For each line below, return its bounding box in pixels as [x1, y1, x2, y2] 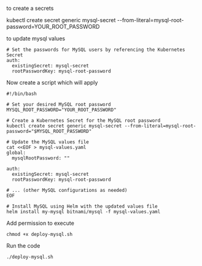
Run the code [6, 242, 41, 249]
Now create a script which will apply [6, 79, 98, 86]
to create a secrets [6, 5, 54, 12]
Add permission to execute [6, 219, 75, 227]
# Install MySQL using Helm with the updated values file [6, 203, 158, 210]
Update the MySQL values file [12, 139, 89, 145]
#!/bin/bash [6, 91, 37, 97]
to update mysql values [6, 35, 66, 42]
